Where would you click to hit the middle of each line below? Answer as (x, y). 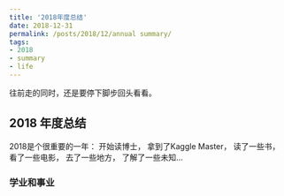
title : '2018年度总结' (48, 17)
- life (21, 67)
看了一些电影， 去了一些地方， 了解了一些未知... (96, 157)
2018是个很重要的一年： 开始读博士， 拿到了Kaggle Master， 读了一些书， (145, 146)
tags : (19, 42)
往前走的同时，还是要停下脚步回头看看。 (83, 93)
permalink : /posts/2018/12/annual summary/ (91, 34)
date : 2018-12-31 (41, 26)
